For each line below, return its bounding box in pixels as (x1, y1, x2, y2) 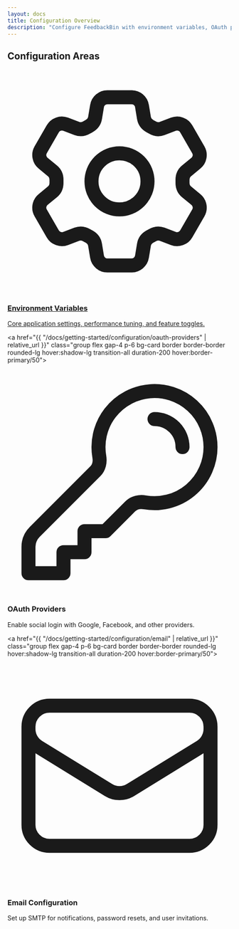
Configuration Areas (7, 50, 100, 62)
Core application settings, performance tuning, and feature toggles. (7, 320, 205, 328)
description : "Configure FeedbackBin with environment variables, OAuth (7, 23, 228, 31)
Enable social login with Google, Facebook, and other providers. (7, 620, 195, 629)
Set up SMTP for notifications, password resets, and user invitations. (7, 914, 208, 923)
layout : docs (7, 10, 46, 18)
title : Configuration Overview (7, 17, 100, 24)
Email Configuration (7, 898, 78, 908)
